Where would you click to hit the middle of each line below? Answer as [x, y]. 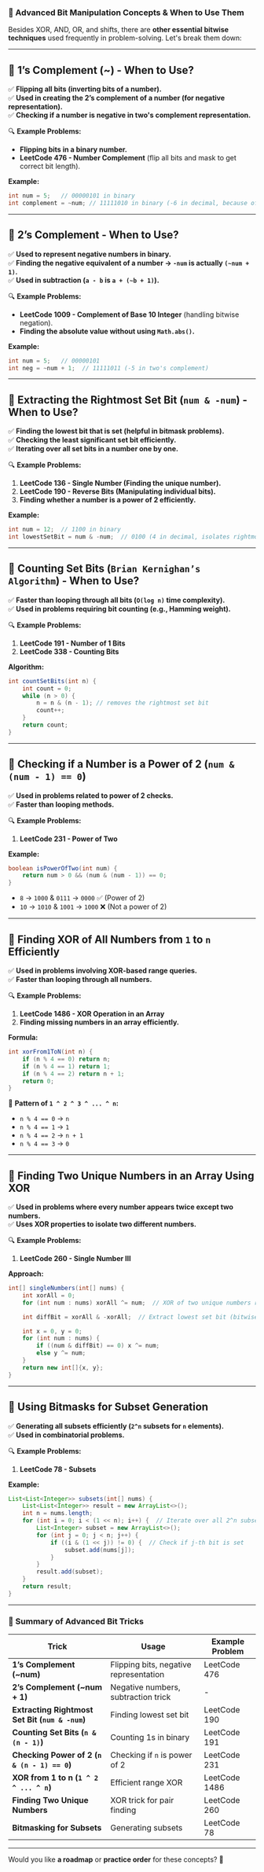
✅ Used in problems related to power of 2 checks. [91, 795]
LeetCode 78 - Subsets [58, 1469]
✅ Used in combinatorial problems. [66, 1435]
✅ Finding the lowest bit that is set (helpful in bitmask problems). [116, 431]
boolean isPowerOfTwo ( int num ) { [63, 868]
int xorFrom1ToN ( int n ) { [50, 1052]
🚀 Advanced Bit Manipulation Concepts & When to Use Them [126, 13]
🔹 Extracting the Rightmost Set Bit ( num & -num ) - [128, 400]
